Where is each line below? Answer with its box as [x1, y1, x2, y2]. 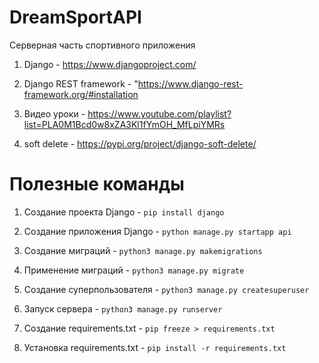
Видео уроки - [23, 107, 86, 120]
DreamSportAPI [9, 6, 142, 29]
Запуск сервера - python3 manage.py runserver [23, 302, 223, 315]
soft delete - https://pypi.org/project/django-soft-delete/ [23, 137, 257, 150]
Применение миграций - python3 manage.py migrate [23, 264, 245, 276]
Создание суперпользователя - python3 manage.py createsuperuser [23, 283, 310, 295]
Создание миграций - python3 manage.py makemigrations [23, 244, 263, 256]
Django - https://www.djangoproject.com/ [23, 58, 197, 70]
